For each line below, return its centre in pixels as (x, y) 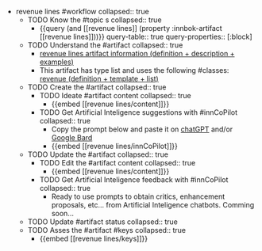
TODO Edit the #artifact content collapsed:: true (118, 163)
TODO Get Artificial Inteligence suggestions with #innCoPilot (139, 112)
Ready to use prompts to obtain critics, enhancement (138, 196)
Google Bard (72, 137)
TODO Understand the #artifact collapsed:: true (105, 45)
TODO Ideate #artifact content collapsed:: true (116, 95)
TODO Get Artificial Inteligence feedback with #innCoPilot (134, 180)
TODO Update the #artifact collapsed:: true (98, 154)
